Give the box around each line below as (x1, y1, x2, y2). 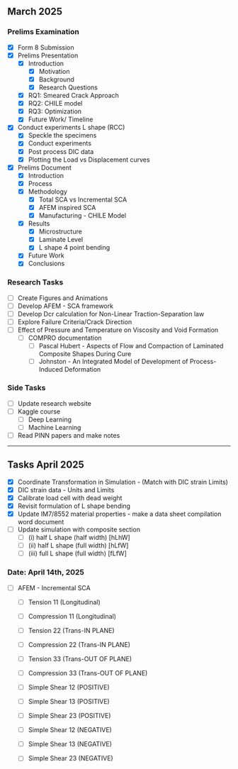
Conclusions (28, 259, 65, 268)
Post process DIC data (28, 147, 94, 155)
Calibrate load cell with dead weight (17, 493, 123, 502)
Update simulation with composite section (17, 525, 140, 533)
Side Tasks (7, 383, 46, 393)
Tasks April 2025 (7, 459, 84, 471)
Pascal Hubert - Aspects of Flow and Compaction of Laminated (38, 342, 224, 350)
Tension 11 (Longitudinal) (28, 597, 101, 606)
